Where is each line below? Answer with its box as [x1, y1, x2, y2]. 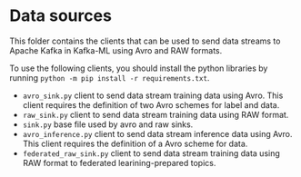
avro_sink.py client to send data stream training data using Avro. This [22, 90, 284, 101]
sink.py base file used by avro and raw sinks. [22, 119, 194, 130]
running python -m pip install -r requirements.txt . [9, 72, 210, 83]
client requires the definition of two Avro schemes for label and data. [22, 99, 280, 110]
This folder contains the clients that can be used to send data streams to [9, 35, 281, 46]
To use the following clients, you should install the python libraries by [9, 63, 268, 74]
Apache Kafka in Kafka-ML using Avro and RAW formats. [9, 44, 223, 55]
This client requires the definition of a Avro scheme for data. [22, 138, 248, 149]
